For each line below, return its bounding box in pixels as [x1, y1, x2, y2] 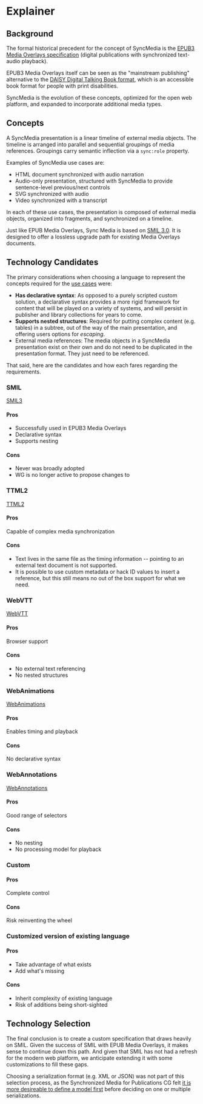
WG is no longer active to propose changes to [15, 471, 130, 479]
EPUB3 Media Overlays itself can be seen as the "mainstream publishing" [6, 69, 190, 77]
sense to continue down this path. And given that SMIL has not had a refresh [6, 1047, 198, 1055]
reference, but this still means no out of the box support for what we [15, 575, 186, 582]
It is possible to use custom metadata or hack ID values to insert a [15, 568, 180, 575]
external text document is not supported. [15, 561, 118, 569]
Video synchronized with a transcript [15, 196, 107, 204]
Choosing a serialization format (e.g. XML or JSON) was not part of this [6, 1072, 185, 1080]
